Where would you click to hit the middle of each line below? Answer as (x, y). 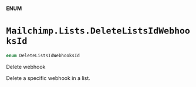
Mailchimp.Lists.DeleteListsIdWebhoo (98, 31)
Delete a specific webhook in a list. (48, 78)
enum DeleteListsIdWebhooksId (43, 55)
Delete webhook (26, 67)
